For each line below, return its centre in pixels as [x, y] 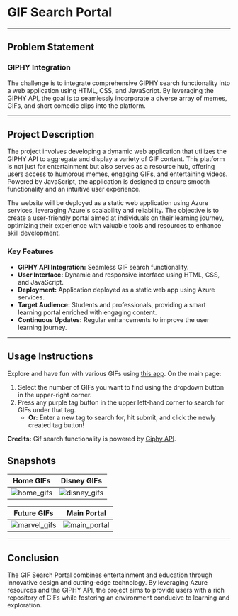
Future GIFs [34, 513]
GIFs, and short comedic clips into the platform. [77, 105]
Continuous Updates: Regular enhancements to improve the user [113, 319]
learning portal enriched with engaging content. [87, 312]
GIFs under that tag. [47, 409]
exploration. [25, 605]
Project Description [51, 134]
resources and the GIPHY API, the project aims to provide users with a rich [116, 590]
